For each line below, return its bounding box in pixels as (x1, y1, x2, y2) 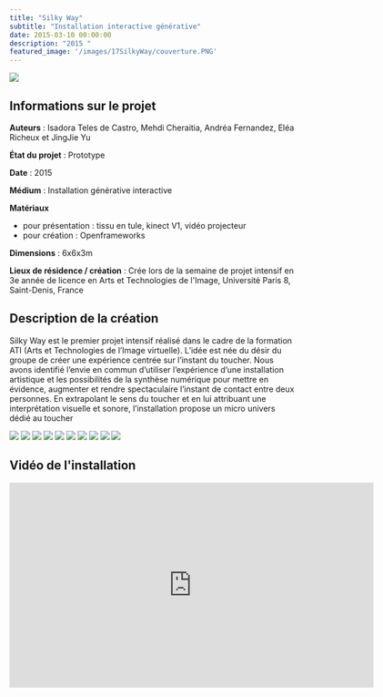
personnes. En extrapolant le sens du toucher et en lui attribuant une (9, 393, 267, 404)
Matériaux (9, 202, 50, 213)
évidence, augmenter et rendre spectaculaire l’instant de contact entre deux (9, 384, 295, 395)
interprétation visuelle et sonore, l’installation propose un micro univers (9, 403, 276, 414)
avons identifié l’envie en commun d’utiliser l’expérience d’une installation (9, 364, 285, 374)
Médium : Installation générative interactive (9, 184, 173, 196)
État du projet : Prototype (9, 149, 106, 160)
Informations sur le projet (9, 97, 156, 114)
